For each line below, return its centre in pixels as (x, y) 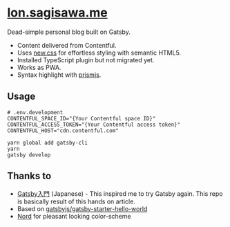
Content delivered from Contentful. (67, 45)
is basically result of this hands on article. (76, 201)
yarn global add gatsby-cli (48, 143)
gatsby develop (29, 155)
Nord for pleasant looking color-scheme (74, 216)
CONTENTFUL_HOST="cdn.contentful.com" (63, 130)
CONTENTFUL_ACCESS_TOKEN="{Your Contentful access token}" (94, 125)
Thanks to (29, 176)
